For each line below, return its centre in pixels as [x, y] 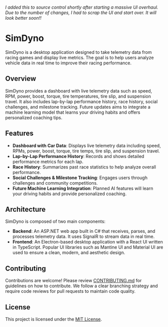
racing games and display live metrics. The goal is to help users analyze [79, 57]
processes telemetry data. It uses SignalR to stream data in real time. [83, 236]
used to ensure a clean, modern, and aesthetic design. [69, 253]
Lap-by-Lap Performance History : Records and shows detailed [78, 156]
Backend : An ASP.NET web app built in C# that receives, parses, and [84, 231]
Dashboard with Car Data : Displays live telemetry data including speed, [87, 145]
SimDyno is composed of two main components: [55, 221]
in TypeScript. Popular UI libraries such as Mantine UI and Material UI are [88, 247]
